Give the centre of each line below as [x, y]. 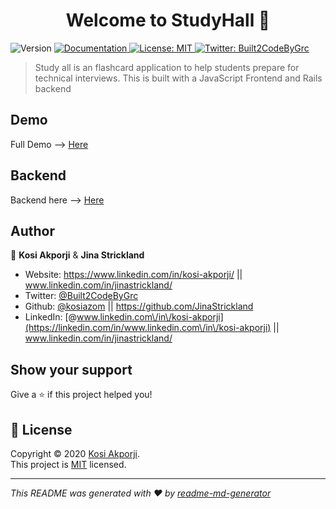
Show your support [71, 369]
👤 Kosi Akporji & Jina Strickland [77, 255]
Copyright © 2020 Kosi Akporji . [75, 453]
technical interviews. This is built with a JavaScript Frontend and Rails [178, 78]
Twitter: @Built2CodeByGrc [81, 296]
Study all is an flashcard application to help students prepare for [167, 67]
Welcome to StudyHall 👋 [168, 20]
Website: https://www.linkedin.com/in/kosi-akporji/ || [133, 275]
